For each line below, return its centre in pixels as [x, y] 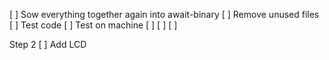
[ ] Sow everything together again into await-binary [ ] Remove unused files [164, 14]
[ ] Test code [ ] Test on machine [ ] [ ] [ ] [93, 25]
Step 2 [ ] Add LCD [48, 44]
